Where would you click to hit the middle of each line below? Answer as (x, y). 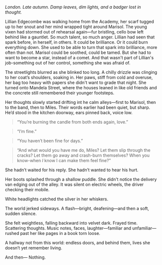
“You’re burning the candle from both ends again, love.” (73, 122)
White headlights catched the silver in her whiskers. (57, 199)
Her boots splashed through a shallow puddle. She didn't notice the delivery (81, 179)
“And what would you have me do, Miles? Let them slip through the (84, 150)
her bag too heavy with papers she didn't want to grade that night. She (76, 83)
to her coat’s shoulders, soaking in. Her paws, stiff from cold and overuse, (79, 77)
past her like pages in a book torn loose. (60, 233)
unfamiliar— (144, 228)
